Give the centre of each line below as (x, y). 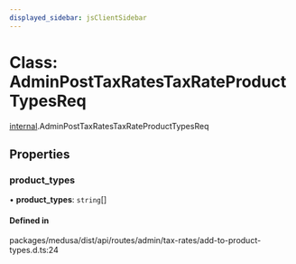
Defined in (29, 220)
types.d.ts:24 (34, 250)
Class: (34, 62)
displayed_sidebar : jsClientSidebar (78, 18)
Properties (40, 154)
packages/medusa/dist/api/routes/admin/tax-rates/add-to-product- (135, 240)
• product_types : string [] (58, 200)
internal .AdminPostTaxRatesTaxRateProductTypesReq (109, 126)
